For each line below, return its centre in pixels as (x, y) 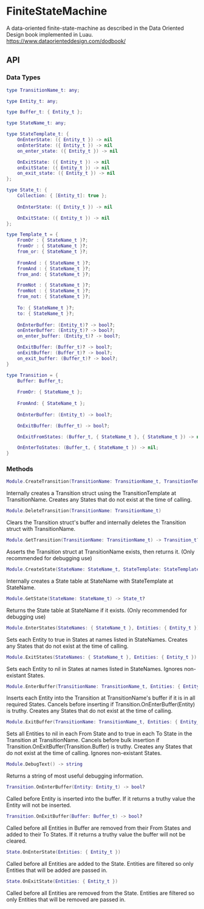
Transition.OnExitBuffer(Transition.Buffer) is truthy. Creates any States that (99, 746)
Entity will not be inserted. (39, 805)
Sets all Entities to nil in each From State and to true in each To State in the (99, 734)
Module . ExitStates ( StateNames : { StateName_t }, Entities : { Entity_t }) (102, 657)
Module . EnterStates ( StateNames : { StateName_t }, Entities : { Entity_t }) (103, 628)
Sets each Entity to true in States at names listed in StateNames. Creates (97, 639)
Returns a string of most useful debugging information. (75, 776)
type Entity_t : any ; (32, 101)
